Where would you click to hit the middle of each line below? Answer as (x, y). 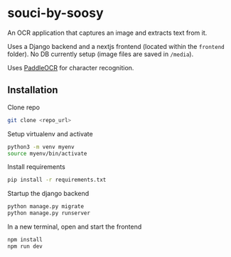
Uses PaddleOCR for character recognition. (71, 67)
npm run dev (25, 246)
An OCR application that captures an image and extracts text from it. (107, 33)
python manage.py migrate (45, 207)
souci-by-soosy (56, 13)
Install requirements (36, 167)
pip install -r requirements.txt (57, 180)
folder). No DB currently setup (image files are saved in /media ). (101, 54)
